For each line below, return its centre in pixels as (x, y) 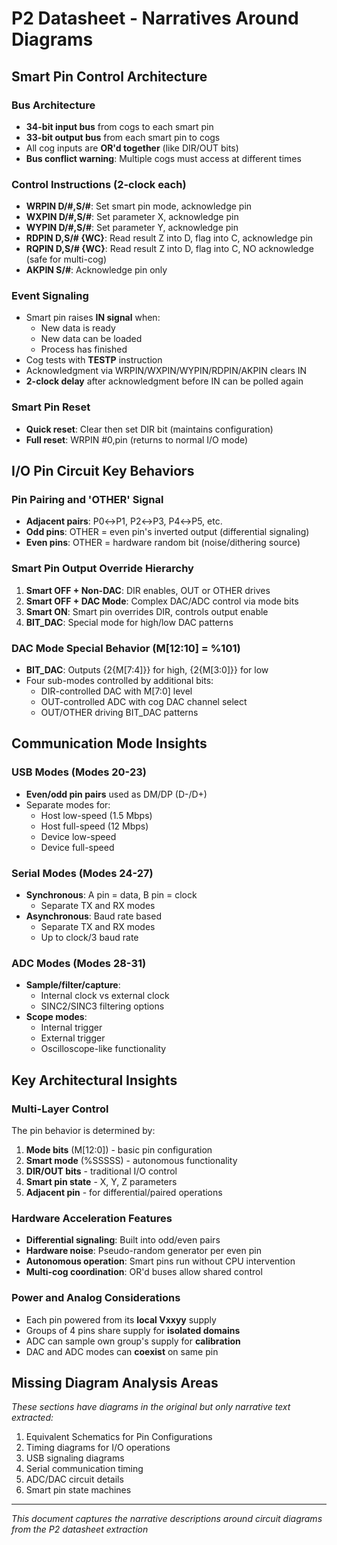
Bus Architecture (53, 105)
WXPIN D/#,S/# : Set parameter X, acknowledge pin (132, 217)
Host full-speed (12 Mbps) (94, 826)
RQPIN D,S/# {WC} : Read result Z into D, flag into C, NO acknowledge (169, 249)
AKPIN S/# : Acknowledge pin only (96, 270)
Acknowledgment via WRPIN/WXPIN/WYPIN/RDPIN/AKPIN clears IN (166, 371)
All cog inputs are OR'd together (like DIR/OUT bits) (132, 148)
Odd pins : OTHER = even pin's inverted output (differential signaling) (167, 532)
